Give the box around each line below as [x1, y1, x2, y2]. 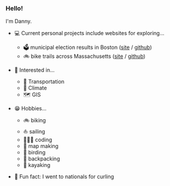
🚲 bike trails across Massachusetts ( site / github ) [23, 52, 146, 60]
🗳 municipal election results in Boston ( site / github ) [23, 44, 153, 51]
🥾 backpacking [23, 155, 60, 162]
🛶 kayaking [23, 162, 51, 169]
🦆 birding [23, 149, 46, 156]
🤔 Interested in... [14, 67, 55, 74]
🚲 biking [23, 117, 46, 124]
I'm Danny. [5, 18, 32, 25]
